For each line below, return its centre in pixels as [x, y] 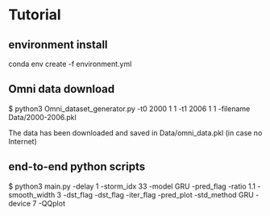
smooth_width [32, 194]
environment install [58, 45]
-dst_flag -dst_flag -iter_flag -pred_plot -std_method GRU [158, 194]
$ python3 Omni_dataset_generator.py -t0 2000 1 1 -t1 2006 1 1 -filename [129, 108]
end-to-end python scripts [77, 167]
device [19, 203]
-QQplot [52, 203]
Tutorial [35, 15]
